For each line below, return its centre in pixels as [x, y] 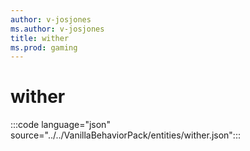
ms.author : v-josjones [57, 29]
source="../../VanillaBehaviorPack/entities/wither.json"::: [125, 135]
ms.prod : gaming [44, 47]
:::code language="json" [60, 125]
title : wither [40, 38]
